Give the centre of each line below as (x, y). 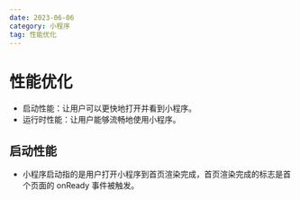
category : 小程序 (40, 26)
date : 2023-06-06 (42, 18)
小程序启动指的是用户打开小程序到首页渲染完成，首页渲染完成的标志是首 (156, 174)
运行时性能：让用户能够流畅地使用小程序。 (101, 120)
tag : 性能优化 (33, 34)
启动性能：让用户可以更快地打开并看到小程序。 (109, 108)
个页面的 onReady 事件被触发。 (81, 186)
